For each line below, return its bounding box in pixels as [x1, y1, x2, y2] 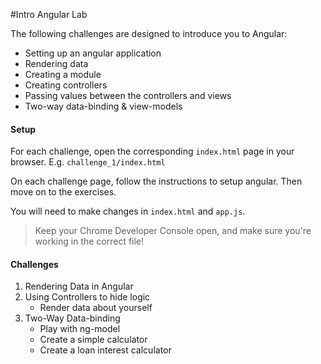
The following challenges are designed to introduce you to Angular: [10, 28, 288, 39]
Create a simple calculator [39, 334, 148, 346]
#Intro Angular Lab [10, 9, 88, 20]
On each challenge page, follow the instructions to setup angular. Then [10, 175, 303, 188]
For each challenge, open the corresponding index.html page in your [10, 145, 295, 158]
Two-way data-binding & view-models [24, 100, 183, 112]
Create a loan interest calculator [39, 344, 172, 356]
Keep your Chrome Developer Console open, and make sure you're [34, 225, 312, 237]
